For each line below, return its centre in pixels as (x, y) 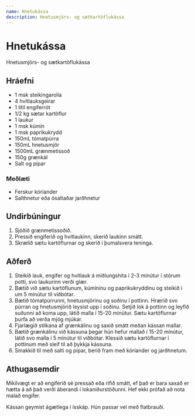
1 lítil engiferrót (32, 108)
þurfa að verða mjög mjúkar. (49, 319)
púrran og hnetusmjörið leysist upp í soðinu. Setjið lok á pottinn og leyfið (102, 307)
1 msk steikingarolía (38, 95)
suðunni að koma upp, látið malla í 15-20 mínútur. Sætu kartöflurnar (95, 313)
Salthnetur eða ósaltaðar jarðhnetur (57, 198)
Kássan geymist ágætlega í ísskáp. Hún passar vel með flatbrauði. (85, 407)
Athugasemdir (33, 369)
